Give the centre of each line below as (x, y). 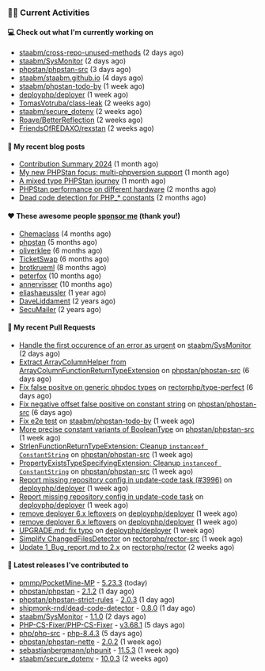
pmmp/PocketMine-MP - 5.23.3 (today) (83, 582)
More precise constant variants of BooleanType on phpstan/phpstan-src (136, 429)
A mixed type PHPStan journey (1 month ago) (93, 181)
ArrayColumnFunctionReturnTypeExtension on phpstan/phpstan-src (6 (134, 370)
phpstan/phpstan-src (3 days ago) (75, 70)
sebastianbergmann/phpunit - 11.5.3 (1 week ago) (99, 650)
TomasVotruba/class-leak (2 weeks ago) (85, 103)
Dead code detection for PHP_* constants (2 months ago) (112, 198)
